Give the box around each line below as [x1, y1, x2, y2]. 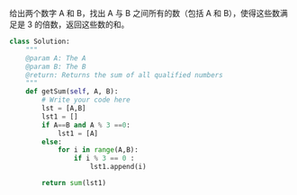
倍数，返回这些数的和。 [41, 19, 130, 30]
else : [41, 137, 63, 146]
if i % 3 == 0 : [73, 154, 135, 164]
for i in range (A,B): [57, 146, 139, 155]
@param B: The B [25, 62, 87, 71]
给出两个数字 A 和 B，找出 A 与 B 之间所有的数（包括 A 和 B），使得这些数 [9, 8, 281, 18]
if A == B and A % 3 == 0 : [41, 120, 130, 129]
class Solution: [9, 37, 70, 46]
